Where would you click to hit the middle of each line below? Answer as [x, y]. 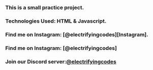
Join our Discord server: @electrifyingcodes [61, 61]
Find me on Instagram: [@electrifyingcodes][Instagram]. [77, 34]
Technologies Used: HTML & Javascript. [56, 21]
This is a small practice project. [45, 8]
